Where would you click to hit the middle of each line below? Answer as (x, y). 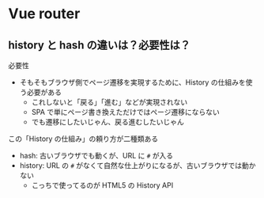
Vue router (44, 14)
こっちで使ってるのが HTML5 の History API (102, 185)
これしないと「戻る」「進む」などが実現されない (109, 102)
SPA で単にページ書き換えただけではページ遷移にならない (125, 112)
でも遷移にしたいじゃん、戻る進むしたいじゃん (107, 122)
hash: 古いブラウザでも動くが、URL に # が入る (96, 156)
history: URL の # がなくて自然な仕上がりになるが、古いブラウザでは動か (138, 166)
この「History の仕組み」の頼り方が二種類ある (83, 139)
